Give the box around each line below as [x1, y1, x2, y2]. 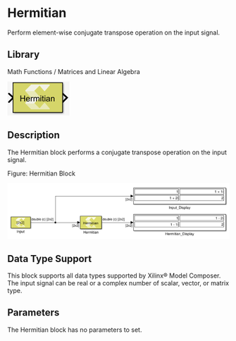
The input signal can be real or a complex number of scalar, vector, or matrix [7, 279, 230, 287]
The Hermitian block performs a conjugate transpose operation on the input [7, 148, 228, 156]
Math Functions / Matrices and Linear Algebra [7, 67, 141, 75]
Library [7, 49, 40, 61]
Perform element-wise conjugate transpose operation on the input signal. [7, 28, 221, 37]
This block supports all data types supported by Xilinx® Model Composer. [7, 271, 221, 280]
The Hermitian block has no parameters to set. [7, 325, 142, 334]
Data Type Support [7, 252, 92, 265]
